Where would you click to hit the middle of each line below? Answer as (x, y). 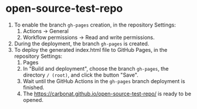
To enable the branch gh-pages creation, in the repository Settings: (95, 25)
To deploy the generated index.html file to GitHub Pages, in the (91, 49)
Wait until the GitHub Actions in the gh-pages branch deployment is (104, 81)
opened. (33, 100)
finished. (34, 87)
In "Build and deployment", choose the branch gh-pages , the (96, 68)
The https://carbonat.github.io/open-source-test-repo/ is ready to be (107, 94)
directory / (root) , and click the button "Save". (80, 75)
